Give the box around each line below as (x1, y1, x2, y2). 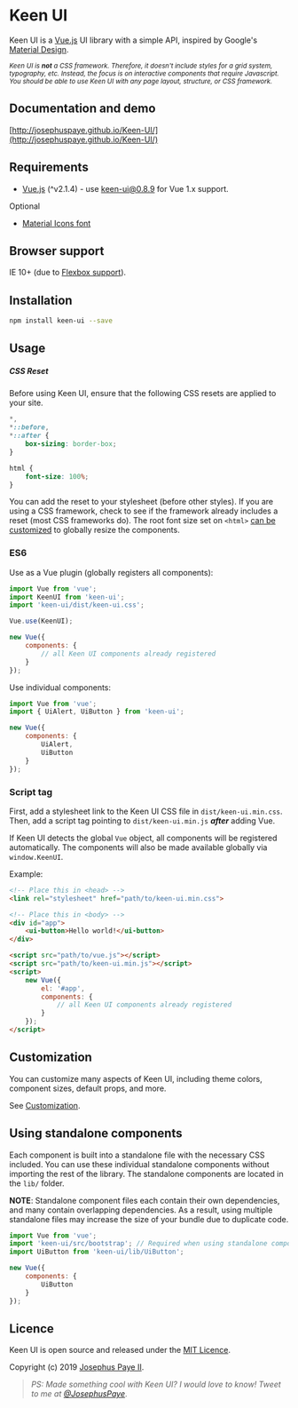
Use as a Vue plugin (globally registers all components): (9, 567, 214, 577)
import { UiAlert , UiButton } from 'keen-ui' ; (9, 707, 184, 716)
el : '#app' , (41, 983, 86, 993)
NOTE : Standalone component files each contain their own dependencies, (9, 1195, 280, 1205)
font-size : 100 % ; (25, 472, 90, 481)
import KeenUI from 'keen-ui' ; (9, 593, 125, 601)
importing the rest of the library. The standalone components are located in (9, 1168, 284, 1179)
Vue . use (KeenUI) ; (9, 616, 74, 626)
